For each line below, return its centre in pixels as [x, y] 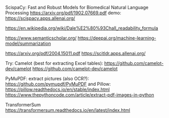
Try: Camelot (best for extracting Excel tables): [54, 63]
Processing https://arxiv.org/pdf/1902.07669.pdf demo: [63, 13]
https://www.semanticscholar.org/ [41, 38]
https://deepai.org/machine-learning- [117, 38]
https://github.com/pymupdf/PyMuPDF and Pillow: [58, 84]
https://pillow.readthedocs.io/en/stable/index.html [58, 89]
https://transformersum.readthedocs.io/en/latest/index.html [68, 110]
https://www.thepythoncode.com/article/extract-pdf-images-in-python [80, 95]
